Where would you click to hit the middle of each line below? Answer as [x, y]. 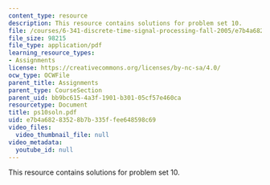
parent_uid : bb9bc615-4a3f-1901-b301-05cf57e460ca [95, 98]
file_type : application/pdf [55, 46]
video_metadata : [35, 142]
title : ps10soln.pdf [43, 113]
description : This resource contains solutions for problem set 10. [125, 23]
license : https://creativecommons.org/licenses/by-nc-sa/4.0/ [115, 68]
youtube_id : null [45, 150]
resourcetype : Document [48, 105]
